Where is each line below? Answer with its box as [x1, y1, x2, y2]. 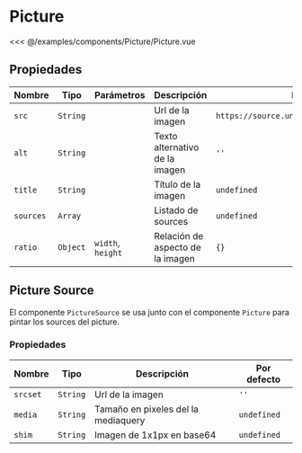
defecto [246, 373, 281, 386]
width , [93, 236, 120, 249]
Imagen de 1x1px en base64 [93, 429, 217, 441]
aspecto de [154, 241, 202, 253]
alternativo [154, 141, 200, 154]
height [93, 247, 123, 258]
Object [58, 242, 86, 253]
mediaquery [93, 413, 146, 426]
